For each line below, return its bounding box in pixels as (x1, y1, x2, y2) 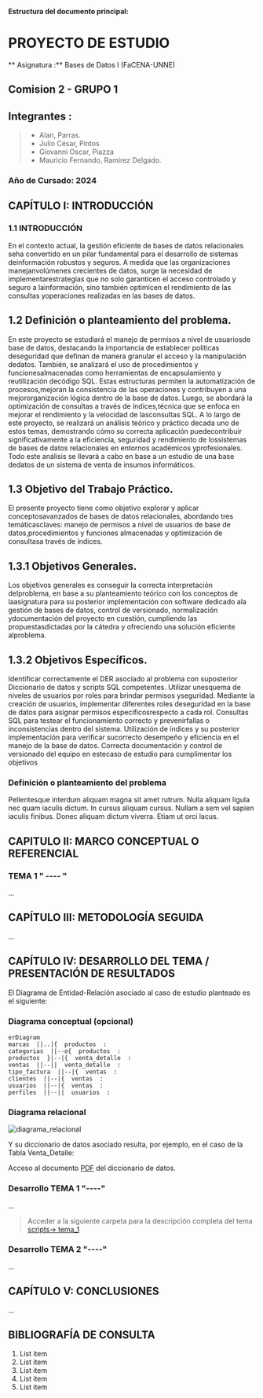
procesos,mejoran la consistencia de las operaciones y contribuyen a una (8, 384, 247, 394)
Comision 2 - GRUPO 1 (8, 83, 119, 97)
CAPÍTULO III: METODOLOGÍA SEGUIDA (8, 911, 204, 924)
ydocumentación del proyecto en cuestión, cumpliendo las (8, 614, 198, 623)
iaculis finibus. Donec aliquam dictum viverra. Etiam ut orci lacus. (8, 812, 219, 821)
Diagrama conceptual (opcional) (8, 1015, 133, 1026)
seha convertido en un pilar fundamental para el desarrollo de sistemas (8, 249, 239, 259)
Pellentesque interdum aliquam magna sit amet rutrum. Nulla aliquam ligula (8, 795, 250, 805)
